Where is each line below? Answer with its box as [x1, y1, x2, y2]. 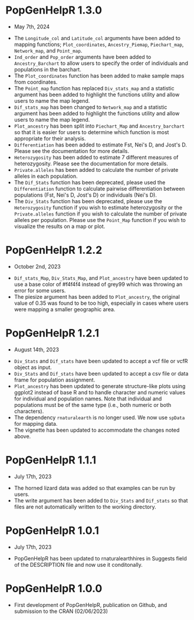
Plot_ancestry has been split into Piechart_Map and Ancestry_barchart [14, 122, 185, 129]
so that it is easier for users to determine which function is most [14, 128, 169, 136]
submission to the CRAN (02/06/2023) [14, 608, 108, 615]
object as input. [14, 364, 52, 371]
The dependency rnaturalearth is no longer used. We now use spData [14, 414, 185, 421]
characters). [14, 407, 44, 415]
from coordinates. [14, 78, 58, 86]
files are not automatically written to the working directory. [14, 503, 157, 510]
